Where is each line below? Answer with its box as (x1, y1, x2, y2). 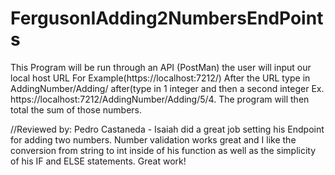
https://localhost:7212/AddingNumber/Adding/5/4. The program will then (10, 93, 310, 105)
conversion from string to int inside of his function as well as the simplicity (10, 144, 317, 156)
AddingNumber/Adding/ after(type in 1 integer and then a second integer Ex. (10, 82, 325, 94)
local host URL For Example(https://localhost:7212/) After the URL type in (10, 72, 311, 84)
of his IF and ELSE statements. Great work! (10, 155, 187, 167)
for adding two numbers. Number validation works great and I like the (10, 133, 297, 146)
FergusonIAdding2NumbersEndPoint (10, 7, 324, 30)
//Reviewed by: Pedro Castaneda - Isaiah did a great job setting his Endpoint (10, 123, 325, 135)
